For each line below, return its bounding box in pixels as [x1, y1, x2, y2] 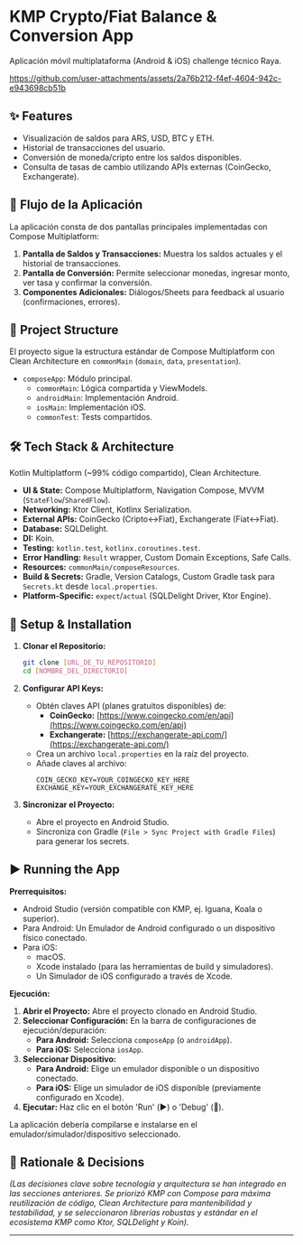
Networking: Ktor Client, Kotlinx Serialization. [22, 504, 192, 516]
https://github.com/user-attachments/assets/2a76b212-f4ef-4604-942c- [9, 72, 282, 83]
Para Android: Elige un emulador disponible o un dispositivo [35, 1063, 260, 1073]
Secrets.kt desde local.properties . [22, 581, 158, 592]
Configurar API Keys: [22, 683, 104, 693]
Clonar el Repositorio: [22, 641, 106, 651]
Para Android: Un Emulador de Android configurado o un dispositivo [22, 923, 276, 934]
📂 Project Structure [9, 322, 119, 338]
